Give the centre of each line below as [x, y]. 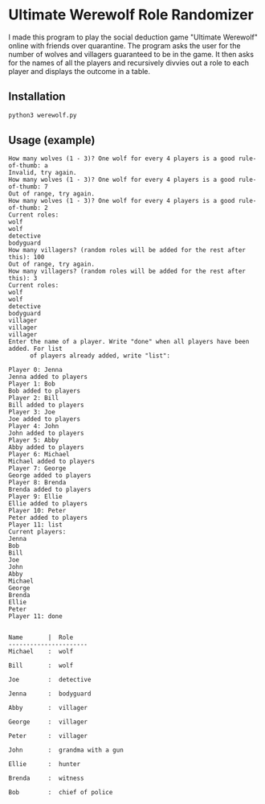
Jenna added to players [48, 377]
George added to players [50, 476]
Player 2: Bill [34, 398]
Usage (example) [52, 140]
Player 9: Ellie [35, 497]
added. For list [35, 349]
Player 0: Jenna [35, 370]
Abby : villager [48, 708]
